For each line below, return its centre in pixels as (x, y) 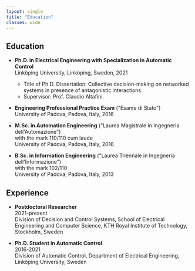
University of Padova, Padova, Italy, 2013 (64, 174)
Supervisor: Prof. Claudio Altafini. (64, 97)
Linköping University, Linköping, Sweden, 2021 (71, 73)
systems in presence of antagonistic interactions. (83, 90)
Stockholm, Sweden (39, 232)
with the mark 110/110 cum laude (53, 138)
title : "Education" (30, 17)
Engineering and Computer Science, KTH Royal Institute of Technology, (101, 226)
